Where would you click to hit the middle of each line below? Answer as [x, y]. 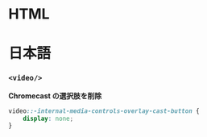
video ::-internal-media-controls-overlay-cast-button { [104, 111]
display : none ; [48, 118]
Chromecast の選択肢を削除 [55, 95]
